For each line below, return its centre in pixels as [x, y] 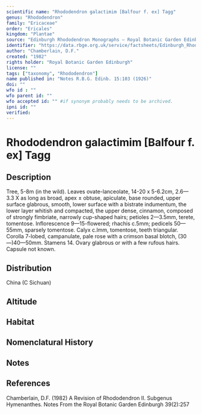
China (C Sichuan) [29, 283]
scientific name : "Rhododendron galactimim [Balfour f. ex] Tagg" [91, 12]
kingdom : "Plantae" [31, 34]
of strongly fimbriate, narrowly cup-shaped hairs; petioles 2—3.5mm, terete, [101, 217]
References [28, 384]
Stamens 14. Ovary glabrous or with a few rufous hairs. [112, 243]
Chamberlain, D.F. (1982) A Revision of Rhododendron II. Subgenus [89, 398]
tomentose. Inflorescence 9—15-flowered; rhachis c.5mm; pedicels [90, 224]
